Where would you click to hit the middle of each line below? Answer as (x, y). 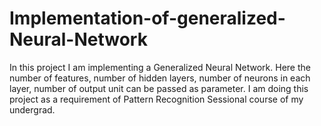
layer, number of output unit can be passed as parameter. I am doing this (159, 88)
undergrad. (32, 109)
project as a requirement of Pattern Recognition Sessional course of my (156, 99)
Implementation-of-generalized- (147, 18)
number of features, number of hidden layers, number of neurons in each (160, 78)
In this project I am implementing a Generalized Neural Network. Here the (160, 67)
